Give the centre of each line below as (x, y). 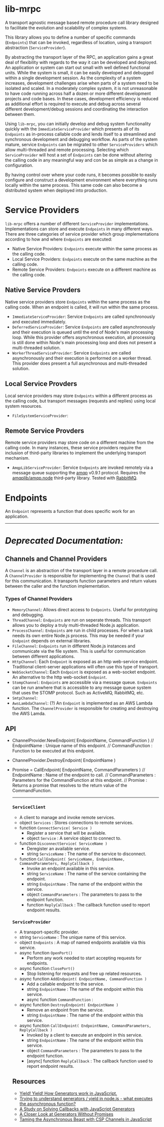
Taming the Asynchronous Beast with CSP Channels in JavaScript (86, 1119)
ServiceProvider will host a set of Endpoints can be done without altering (79, 155)
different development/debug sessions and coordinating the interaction (77, 109)
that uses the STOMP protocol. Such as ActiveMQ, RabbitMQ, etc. (78, 692)
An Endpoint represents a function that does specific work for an (70, 511)
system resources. (24, 406)
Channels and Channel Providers (56, 559)
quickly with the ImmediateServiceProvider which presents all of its (72, 129)
